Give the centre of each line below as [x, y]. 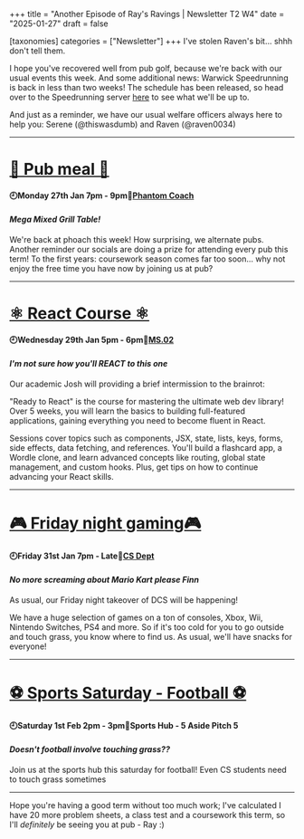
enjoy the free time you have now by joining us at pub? [111, 268]
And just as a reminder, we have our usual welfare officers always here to [146, 114]
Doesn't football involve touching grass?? [90, 749]
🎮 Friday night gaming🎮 [105, 524]
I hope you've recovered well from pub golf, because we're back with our [146, 68]
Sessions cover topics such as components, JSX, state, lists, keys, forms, [146, 438]
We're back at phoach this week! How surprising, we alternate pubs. [137, 239]
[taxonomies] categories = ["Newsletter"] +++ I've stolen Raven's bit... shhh [151, 41]
